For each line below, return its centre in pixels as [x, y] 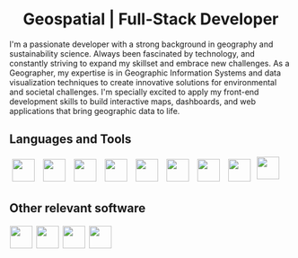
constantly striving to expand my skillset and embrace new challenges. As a [149, 63]
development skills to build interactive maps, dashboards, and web [133, 101]
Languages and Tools [70, 139]
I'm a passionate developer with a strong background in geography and [141, 44]
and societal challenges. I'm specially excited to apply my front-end [134, 92]
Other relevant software [78, 208]
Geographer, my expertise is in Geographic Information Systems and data [145, 73]
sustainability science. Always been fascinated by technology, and [132, 53]
